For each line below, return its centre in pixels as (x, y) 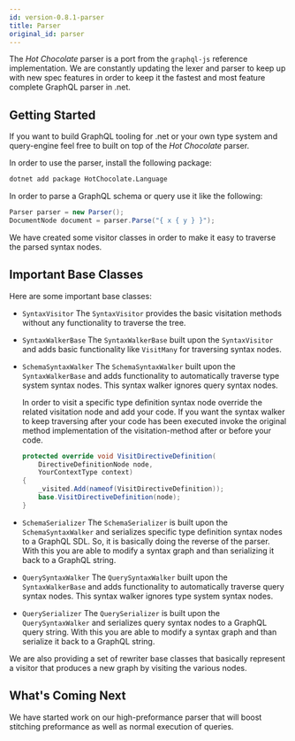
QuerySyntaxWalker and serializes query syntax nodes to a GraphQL (144, 622)
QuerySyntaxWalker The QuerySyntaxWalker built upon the (125, 577)
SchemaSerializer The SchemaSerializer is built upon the (125, 522)
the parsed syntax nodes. (56, 247)
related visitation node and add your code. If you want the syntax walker (153, 412)
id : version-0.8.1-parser (57, 17)
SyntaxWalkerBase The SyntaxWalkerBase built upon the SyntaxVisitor (147, 340)
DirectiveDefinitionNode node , (96, 464)
